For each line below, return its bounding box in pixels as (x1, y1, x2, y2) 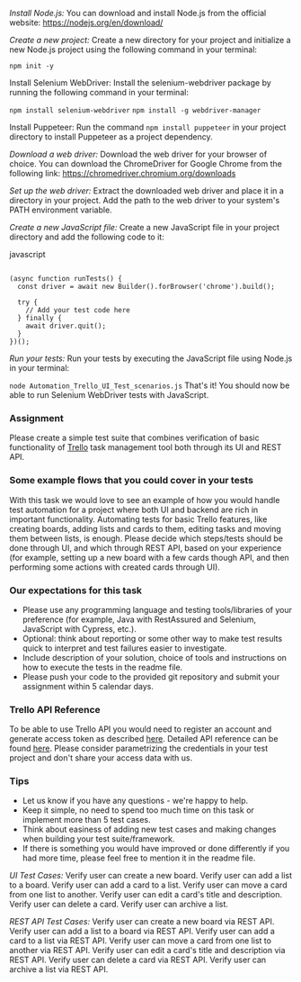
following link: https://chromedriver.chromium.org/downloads (9, 168, 236, 178)
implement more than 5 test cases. (22, 815, 151, 825)
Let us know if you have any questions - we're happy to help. (22, 796, 249, 806)
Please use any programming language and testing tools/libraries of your (22, 604, 292, 615)
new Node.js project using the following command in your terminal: (9, 44, 258, 55)
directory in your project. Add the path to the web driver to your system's (9, 195, 280, 205)
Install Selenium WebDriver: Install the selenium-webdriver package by (9, 77, 271, 88)
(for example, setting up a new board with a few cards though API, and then (9, 552, 289, 563)
